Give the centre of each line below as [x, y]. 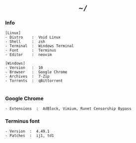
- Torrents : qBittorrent [34, 81]
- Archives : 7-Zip [27, 76]
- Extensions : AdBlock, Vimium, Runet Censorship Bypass [68, 109]
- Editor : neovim [28, 55]
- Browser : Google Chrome [36, 72]
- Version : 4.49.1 [27, 132]
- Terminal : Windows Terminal [40, 46]
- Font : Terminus [31, 51]
